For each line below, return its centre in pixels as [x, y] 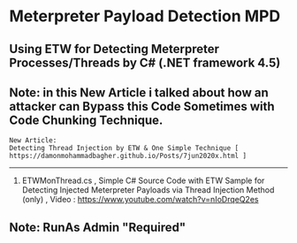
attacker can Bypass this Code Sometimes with [142, 106]
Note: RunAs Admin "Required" [98, 227]
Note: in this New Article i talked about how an [139, 92]
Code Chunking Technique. [86, 120]
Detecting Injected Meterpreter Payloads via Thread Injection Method [148, 190]
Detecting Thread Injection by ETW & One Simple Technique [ [124, 148]
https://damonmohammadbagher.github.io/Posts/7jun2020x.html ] [128, 156]
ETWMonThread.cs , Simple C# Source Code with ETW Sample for [143, 181]
